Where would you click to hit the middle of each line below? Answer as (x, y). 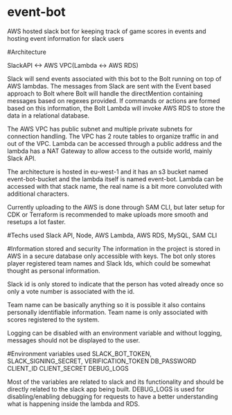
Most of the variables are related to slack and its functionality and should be (115, 382)
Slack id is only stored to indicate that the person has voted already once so (115, 284)
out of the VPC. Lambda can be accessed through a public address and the (115, 143)
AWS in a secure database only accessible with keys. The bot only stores (111, 256)
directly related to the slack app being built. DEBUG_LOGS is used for (106, 389)
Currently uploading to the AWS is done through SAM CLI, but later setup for (116, 207)
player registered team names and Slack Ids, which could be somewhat (109, 263)
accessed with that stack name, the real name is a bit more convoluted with (115, 186)
